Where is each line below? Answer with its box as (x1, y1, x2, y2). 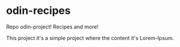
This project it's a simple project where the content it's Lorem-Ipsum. (6, 34, 174, 41)
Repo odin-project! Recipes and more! (6, 23, 99, 30)
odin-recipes (6, 4, 71, 17)
